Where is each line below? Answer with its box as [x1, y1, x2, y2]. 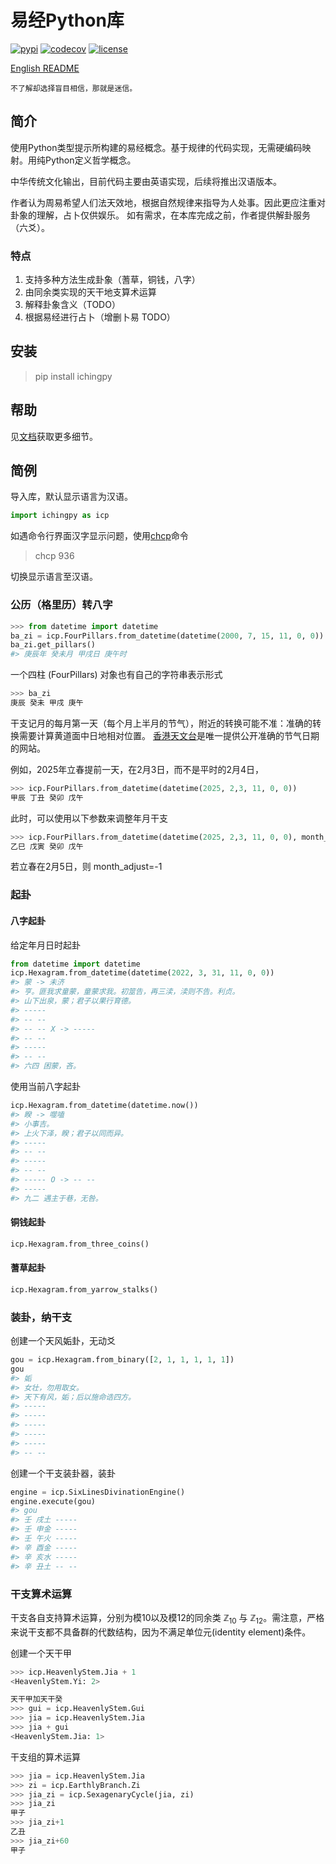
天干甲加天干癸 [10, 1694, 63, 1705]
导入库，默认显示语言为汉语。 [10, 491, 133, 503]
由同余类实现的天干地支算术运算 [24, 286, 157, 298]
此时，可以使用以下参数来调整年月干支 [10, 812, 168, 824]
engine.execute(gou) [10, 1496, 97, 1506]
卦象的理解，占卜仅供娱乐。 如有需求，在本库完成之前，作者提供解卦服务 [10, 209, 311, 221]
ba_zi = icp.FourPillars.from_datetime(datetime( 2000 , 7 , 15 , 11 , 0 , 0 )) [10, 631, 325, 641]
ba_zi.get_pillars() [10, 640, 97, 650]
